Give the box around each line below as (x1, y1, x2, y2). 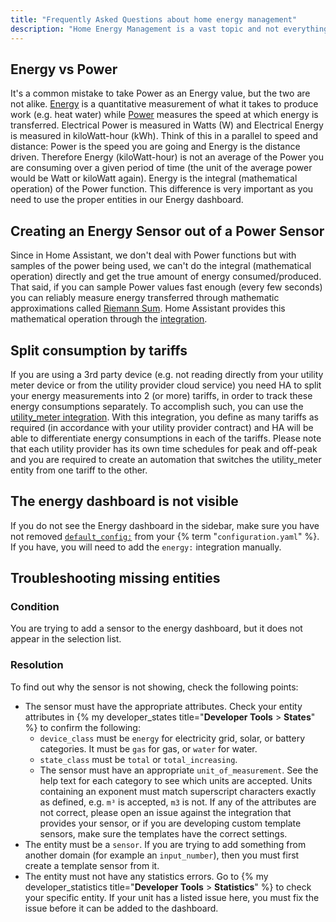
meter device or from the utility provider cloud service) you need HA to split (10, 379, 322, 391)
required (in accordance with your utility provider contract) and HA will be (10, 421, 314, 433)
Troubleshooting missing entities (10, 570, 221, 587)
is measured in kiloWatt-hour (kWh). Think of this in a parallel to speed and (10, 130, 318, 142)
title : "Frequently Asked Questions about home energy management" (10, 14, 298, 25)
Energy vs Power (10, 61, 118, 78)
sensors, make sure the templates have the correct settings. (39, 827, 288, 840)
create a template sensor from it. (24, 859, 160, 871)
